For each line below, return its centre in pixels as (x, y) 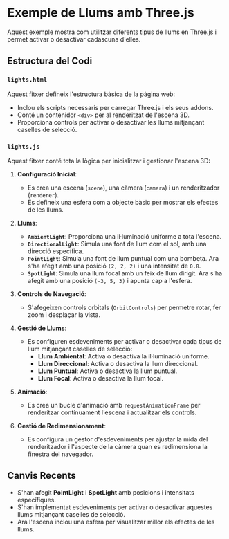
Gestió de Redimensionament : (61, 426)
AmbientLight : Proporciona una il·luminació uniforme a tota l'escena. (125, 236)
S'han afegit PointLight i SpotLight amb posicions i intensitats (106, 492)
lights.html (27, 80)
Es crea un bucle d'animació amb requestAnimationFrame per (114, 405)
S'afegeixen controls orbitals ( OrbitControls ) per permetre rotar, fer (124, 307)
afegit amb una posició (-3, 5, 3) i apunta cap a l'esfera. (110, 280)
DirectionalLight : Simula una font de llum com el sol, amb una (117, 244)
